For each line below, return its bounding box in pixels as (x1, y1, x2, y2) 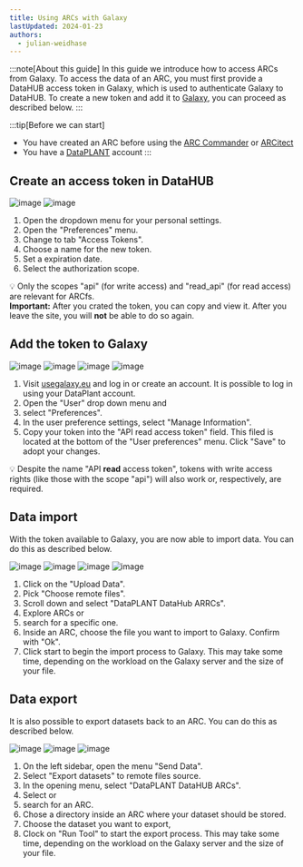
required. (9, 483, 44, 494)
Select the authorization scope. (22, 263, 140, 274)
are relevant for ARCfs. (9, 291, 95, 302)
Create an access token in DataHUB (9, 173, 215, 189)
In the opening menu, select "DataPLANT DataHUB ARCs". (22, 780, 241, 791)
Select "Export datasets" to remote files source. (22, 770, 201, 781)
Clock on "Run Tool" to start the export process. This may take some (22, 828, 279, 839)
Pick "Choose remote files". (22, 587, 126, 599)
